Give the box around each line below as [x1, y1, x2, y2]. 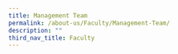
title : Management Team [8, 11, 88, 20]
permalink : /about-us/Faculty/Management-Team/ [8, 19, 171, 27]
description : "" [8, 26, 63, 34]
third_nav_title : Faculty [8, 33, 95, 42]
